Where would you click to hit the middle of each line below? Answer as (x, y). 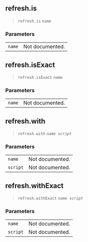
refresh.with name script (45, 134)
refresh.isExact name (40, 77)
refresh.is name (34, 21)
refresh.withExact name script (50, 199)
